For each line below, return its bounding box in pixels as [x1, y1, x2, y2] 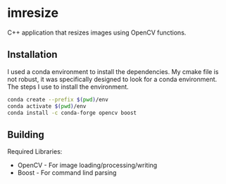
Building [7, 128, 44, 140]
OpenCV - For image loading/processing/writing [17, 161, 158, 170]
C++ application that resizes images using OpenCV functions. [7, 28, 187, 37]
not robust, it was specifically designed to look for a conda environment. [7, 75, 218, 83]
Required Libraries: [7, 147, 63, 156]
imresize [7, 5, 58, 21]
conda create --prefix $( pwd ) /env [7, 96, 109, 103]
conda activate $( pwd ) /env [7, 102, 87, 110]
